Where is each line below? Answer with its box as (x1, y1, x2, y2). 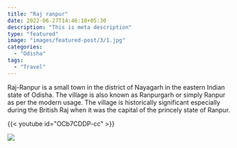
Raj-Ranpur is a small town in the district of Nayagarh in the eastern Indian (7, 83, 226, 91)
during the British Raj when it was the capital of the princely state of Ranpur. (7, 105, 231, 114)
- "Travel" (14, 63, 46, 70)
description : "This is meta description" (7, 23, 132, 31)
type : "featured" (7, 30, 59, 38)
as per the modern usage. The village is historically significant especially (7, 97, 221, 107)
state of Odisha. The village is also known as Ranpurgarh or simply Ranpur (7, 90, 226, 99)
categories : (7, 43, 43, 51)
